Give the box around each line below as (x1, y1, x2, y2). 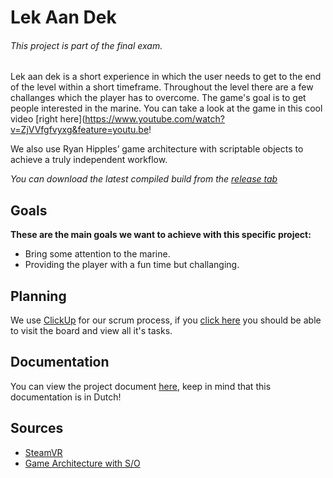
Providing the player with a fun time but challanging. (24, 259, 240, 271)
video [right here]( (10, 113, 86, 125)
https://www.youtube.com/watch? (84, 113, 225, 125)
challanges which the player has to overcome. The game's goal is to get (10, 92, 307, 104)
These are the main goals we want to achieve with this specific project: (10, 229, 312, 241)
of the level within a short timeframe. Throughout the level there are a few (10, 81, 314, 93)
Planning (10, 287, 67, 305)
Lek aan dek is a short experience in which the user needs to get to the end (10, 71, 322, 83)
